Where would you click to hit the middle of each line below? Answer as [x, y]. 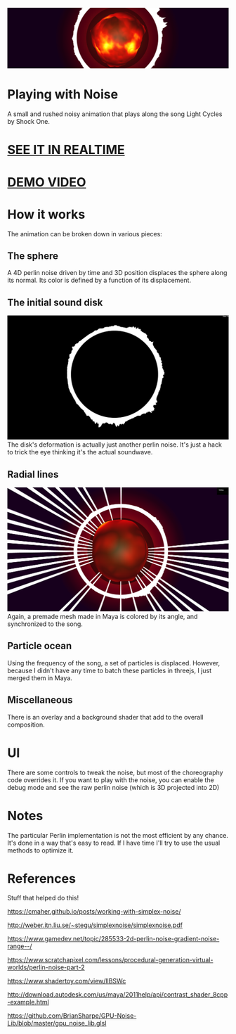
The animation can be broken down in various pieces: [85, 234]
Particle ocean [40, 646]
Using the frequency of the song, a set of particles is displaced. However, [113, 663]
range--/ [20, 946]
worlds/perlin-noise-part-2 [46, 967]
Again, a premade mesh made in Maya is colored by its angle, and [103, 617]
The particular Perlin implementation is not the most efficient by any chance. [118, 835]
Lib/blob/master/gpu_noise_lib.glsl [57, 1023]
